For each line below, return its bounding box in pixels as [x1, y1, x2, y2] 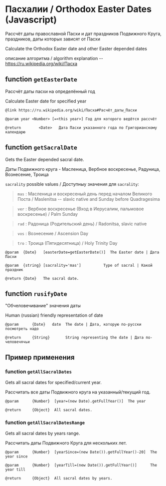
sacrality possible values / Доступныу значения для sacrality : [5, 181, 139, 187]
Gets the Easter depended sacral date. [5, 156, 84, 162]
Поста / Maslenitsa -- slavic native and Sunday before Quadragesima [17, 196, 161, 202]
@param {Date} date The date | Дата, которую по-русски [5, 322, 142, 327]
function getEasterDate [5, 75, 77, 83]
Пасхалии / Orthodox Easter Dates [5, 3, 152, 15]
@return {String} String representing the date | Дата [5, 335, 144, 340]
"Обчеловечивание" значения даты [5, 303, 81, 309]
